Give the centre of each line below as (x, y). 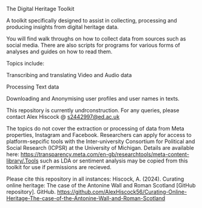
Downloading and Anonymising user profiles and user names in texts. (93, 99)
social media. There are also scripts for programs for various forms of (93, 45)
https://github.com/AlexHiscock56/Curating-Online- (122, 192)
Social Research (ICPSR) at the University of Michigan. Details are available (100, 148)
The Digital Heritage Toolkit (40, 9)
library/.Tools (22, 161)
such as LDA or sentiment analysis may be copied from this (114, 161)
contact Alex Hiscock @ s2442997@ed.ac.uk (63, 117)
